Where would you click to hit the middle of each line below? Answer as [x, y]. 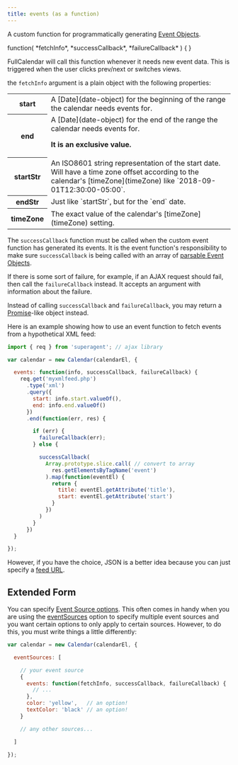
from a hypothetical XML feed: [52, 334]
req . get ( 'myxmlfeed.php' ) [58, 379]
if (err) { [49, 431]
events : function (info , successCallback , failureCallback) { [106, 372]
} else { [46, 444]
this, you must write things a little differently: [72, 632]
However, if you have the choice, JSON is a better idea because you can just [119, 563]
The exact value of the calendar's [107, 214]
